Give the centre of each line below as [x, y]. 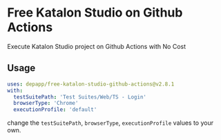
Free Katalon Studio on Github [95, 13]
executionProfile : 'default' [55, 110]
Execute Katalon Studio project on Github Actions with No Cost [97, 46]
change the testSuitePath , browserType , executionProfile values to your [110, 123]
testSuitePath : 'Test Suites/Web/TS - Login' [80, 97]
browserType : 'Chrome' [46, 103]
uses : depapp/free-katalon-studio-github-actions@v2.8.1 [91, 84]
